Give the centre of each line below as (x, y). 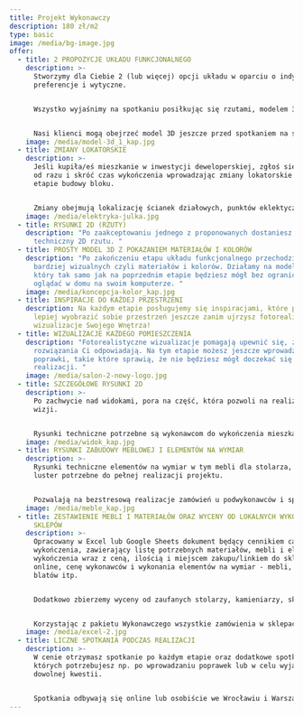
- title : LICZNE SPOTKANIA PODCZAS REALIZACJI (106, 641)
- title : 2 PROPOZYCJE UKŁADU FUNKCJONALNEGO (105, 60)
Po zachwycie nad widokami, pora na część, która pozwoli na (151, 401)
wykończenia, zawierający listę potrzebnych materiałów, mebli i (158, 550)
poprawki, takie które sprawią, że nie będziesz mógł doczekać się (163, 359)
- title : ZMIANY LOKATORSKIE (72, 150)
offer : (22, 51)
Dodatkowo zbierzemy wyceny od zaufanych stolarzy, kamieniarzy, (158, 600)
